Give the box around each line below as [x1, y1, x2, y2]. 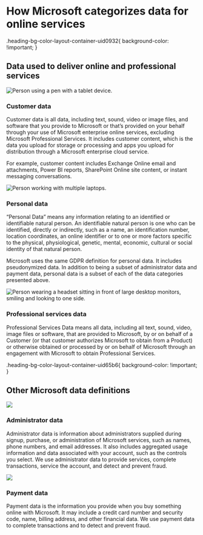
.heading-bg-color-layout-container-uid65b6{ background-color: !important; [6, 361, 198, 368]
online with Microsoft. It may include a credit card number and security [6, 509, 183, 516]
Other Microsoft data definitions [6, 385, 130, 395]
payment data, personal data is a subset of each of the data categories [6, 270, 184, 277]
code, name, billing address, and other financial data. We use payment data [6, 516, 195, 523]
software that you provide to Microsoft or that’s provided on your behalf [6, 123, 185, 130]
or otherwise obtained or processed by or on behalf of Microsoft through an [6, 343, 196, 350]
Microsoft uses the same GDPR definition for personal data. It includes [6, 257, 182, 264]
